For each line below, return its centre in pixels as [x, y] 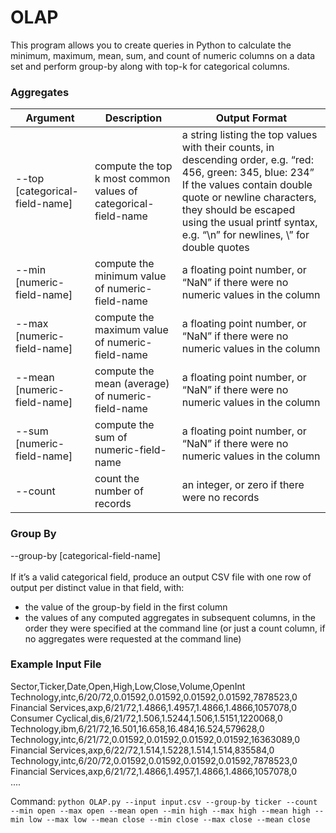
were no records [220, 498]
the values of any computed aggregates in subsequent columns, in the [170, 617]
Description [133, 118]
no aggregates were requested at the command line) [133, 638]
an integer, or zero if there [243, 485]
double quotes [215, 248]
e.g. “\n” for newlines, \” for [245, 235]
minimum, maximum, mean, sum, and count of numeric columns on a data [163, 55]
